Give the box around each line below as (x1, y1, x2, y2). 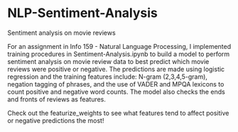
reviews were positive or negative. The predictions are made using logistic (7, 65, 225, 73)
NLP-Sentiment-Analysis (7, 5, 158, 21)
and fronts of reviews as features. (7, 94, 107, 104)
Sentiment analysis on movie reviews (7, 28, 116, 37)
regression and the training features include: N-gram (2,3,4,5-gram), (7, 72, 208, 81)
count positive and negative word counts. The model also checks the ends (7, 87, 225, 96)
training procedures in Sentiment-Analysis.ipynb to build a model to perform (7, 50, 230, 58)
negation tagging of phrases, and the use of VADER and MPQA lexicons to (7, 79, 225, 88)
